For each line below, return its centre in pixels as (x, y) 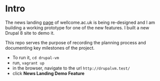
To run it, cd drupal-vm (35, 57)
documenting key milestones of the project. (50, 48)
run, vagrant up (28, 63)
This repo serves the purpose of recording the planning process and (76, 42)
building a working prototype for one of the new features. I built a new (77, 27)
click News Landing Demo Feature (48, 73)
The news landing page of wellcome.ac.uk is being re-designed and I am (80, 22)
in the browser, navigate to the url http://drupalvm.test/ (71, 68)
